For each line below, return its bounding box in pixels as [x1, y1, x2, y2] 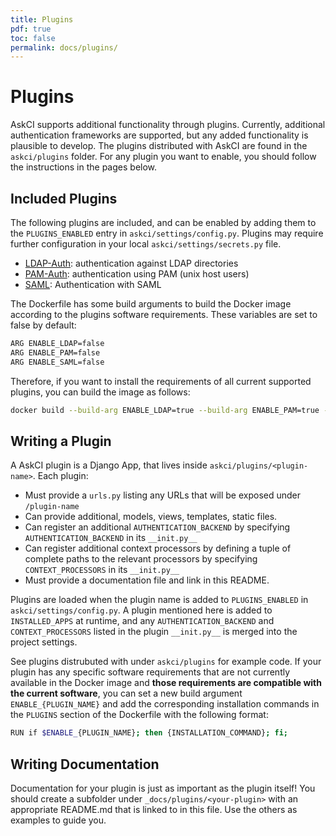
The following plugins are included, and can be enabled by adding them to [10, 217, 317, 228]
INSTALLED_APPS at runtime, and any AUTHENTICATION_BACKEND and [10, 615, 275, 627]
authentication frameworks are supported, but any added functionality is [10, 129, 309, 141]
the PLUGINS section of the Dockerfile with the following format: [10, 709, 269, 721]
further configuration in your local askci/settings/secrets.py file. [10, 238, 282, 250]
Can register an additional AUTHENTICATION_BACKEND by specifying [24, 521, 291, 533]
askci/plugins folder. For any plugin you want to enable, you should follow [10, 151, 317, 163]
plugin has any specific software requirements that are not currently [10, 666, 291, 678]
